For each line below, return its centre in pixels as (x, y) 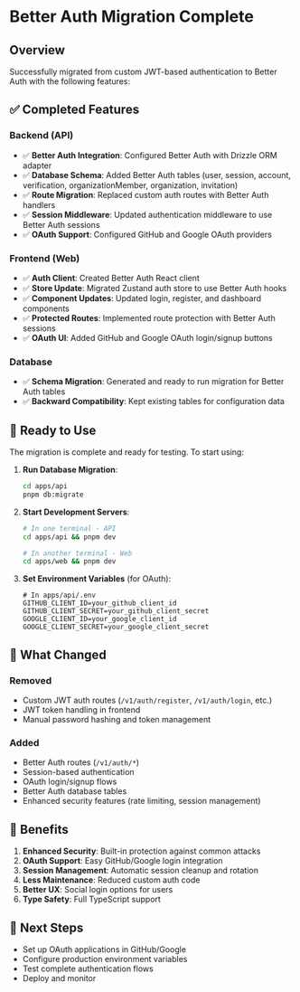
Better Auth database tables (75, 791)
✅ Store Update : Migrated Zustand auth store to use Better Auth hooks (155, 288)
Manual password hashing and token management (117, 720)
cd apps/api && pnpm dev (69, 537)
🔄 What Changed (58, 654)
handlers (39, 204)
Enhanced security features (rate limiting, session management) (141, 801)
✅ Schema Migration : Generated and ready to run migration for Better (153, 382)
